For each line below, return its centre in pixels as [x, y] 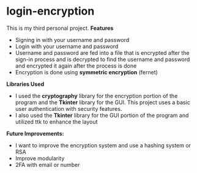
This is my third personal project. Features [60, 28]
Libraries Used [25, 84]
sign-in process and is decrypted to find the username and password [102, 59]
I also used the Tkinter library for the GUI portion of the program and [102, 115]
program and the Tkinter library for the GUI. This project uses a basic [103, 102]
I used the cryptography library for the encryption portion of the [96, 96]
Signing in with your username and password [72, 40]
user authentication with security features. [69, 108]
